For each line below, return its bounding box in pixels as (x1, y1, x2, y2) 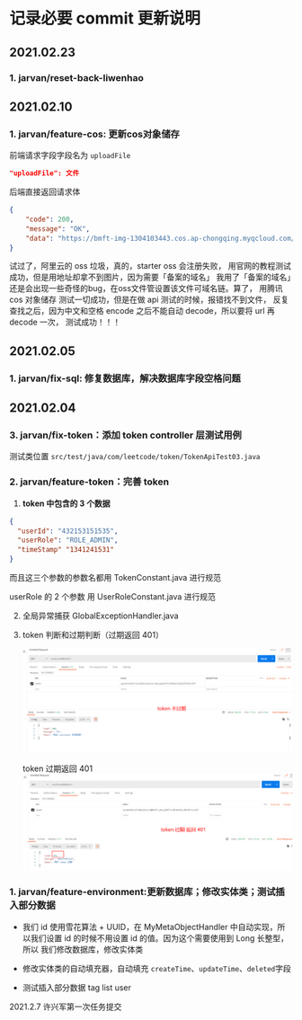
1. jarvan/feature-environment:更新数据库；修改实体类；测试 (9, 886, 276, 899)
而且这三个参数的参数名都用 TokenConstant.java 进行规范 (9, 572, 222, 583)
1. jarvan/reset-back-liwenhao (9, 71, 144, 84)
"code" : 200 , (25, 215, 75, 224)
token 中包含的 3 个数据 (22, 498, 111, 509)
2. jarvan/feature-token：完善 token (9, 475, 169, 488)
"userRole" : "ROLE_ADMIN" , (17, 536, 119, 545)
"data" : (25, 234, 54, 243)
